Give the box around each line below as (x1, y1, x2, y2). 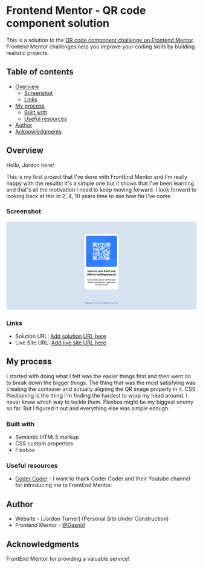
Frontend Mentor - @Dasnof (14, 521, 86, 529)
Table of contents (6, 67, 74, 77)
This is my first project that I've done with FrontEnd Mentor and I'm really (6, 173, 188, 180)
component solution (6, 16, 110, 30)
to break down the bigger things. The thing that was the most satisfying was (6, 379, 196, 386)
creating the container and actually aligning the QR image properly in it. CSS (6, 385, 196, 393)
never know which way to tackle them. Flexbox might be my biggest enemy (6, 398, 194, 405)
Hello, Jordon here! (6, 161, 54, 169)
